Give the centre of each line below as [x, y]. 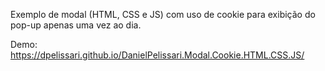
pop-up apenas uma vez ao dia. [76, 25]
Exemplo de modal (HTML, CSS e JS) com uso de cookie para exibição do [163, 14]
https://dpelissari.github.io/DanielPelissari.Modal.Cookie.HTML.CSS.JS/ [157, 55]
